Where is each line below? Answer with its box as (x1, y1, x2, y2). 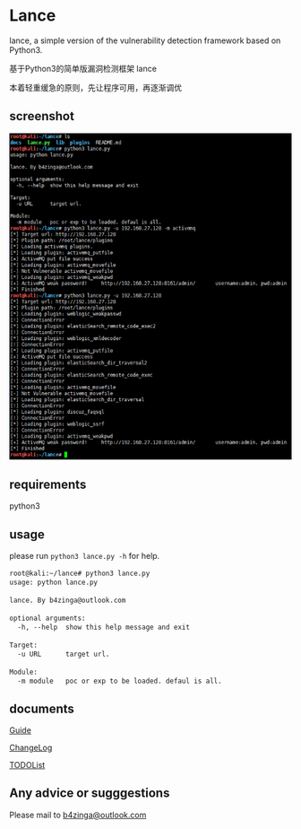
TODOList (9, 760, 46, 770)
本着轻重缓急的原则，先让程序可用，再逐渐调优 (9, 82, 182, 92)
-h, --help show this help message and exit (17, 623, 191, 633)
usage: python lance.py (9, 578, 99, 588)
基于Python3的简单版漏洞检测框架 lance (9, 63, 157, 74)
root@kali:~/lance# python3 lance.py (9, 569, 150, 579)
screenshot (9, 109, 74, 124)
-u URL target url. (17, 650, 110, 659)
